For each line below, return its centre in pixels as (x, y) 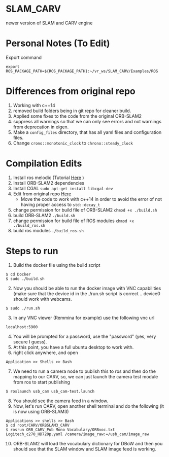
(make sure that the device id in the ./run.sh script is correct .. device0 (87, 293)
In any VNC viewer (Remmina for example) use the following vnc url (84, 318)
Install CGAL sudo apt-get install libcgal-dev (63, 188)
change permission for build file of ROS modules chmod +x (73, 221)
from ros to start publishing (42, 382)
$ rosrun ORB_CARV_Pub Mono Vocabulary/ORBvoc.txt (60, 430)
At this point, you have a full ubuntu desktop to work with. (73, 347)
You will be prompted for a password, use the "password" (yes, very (84, 336)
